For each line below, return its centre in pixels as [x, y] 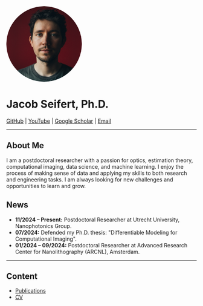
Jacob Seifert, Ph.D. [57, 104]
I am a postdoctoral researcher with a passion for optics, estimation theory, [100, 160]
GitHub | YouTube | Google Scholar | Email [59, 121]
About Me [25, 145]
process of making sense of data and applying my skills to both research [97, 173]
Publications [31, 291]
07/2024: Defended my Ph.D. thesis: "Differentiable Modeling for [96, 232]
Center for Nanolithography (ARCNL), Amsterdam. [77, 252]
